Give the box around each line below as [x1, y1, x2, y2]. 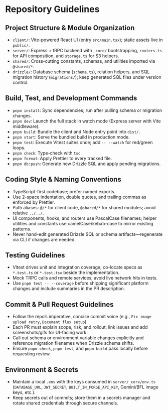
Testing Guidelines [5, 251, 65, 259]
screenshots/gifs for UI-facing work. [12, 330, 88, 336]
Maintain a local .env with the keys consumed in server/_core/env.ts [12, 379, 156, 385]
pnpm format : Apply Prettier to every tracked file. [12, 155, 112, 161]
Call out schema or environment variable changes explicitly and [12, 335, 144, 341]
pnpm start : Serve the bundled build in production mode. [12, 134, 130, 140]
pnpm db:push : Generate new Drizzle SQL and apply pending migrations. [12, 161, 161, 167]
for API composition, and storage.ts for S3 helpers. [12, 53, 119, 59]
